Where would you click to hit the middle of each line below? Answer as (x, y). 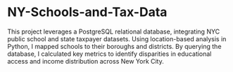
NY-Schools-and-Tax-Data (87, 12)
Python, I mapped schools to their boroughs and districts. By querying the (114, 46)
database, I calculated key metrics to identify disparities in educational (109, 54)
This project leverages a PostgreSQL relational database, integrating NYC (114, 31)
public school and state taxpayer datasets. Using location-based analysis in (117, 38)
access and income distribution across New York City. (86, 61)
